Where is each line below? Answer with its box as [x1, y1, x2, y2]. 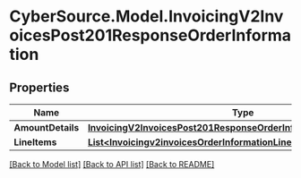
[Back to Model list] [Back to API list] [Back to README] [9, 159, 215, 169]
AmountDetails [13, 122, 80, 133]
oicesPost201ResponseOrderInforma [9, 25, 292, 46]
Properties [9, 80, 70, 95]
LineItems [13, 136, 57, 148]
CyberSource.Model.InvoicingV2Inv [9, 6, 284, 27]
